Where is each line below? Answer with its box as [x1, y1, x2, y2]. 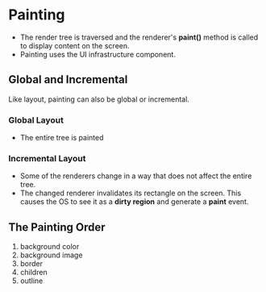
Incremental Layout [8, 152, 86, 164]
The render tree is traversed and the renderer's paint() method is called [19, 32, 259, 42]
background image [19, 250, 83, 260]
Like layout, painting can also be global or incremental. [8, 94, 189, 104]
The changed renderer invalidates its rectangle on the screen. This [19, 188, 242, 198]
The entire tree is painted [19, 133, 104, 143]
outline [19, 276, 44, 286]
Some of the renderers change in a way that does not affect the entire [19, 171, 252, 181]
